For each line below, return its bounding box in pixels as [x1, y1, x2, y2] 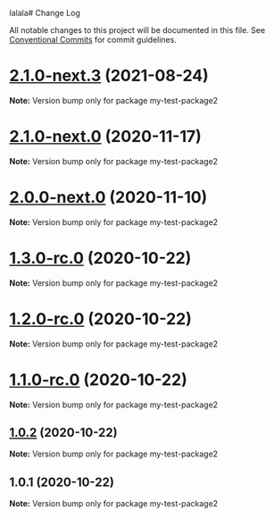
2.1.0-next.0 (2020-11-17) [9, 127, 203, 146]
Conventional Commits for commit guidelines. [9, 35, 177, 45]
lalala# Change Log [9, 8, 80, 18]
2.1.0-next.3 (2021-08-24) [9, 66, 210, 86]
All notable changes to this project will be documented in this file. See [9, 25, 266, 35]
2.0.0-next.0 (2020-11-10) [9, 188, 208, 208]
